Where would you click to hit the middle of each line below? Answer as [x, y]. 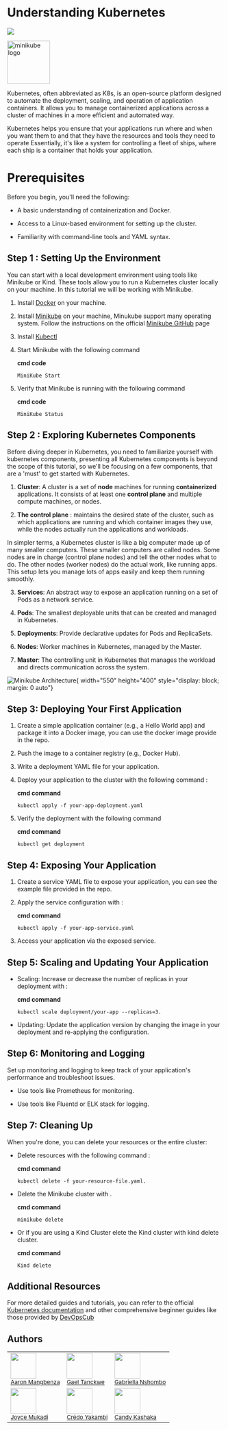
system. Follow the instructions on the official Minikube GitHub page [113, 323]
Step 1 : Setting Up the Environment [84, 258]
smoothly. [21, 579]
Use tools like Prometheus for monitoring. [76, 1090]
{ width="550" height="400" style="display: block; [148, 680]
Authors [25, 1339]
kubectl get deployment [51, 844]
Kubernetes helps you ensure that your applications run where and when [110, 128]
